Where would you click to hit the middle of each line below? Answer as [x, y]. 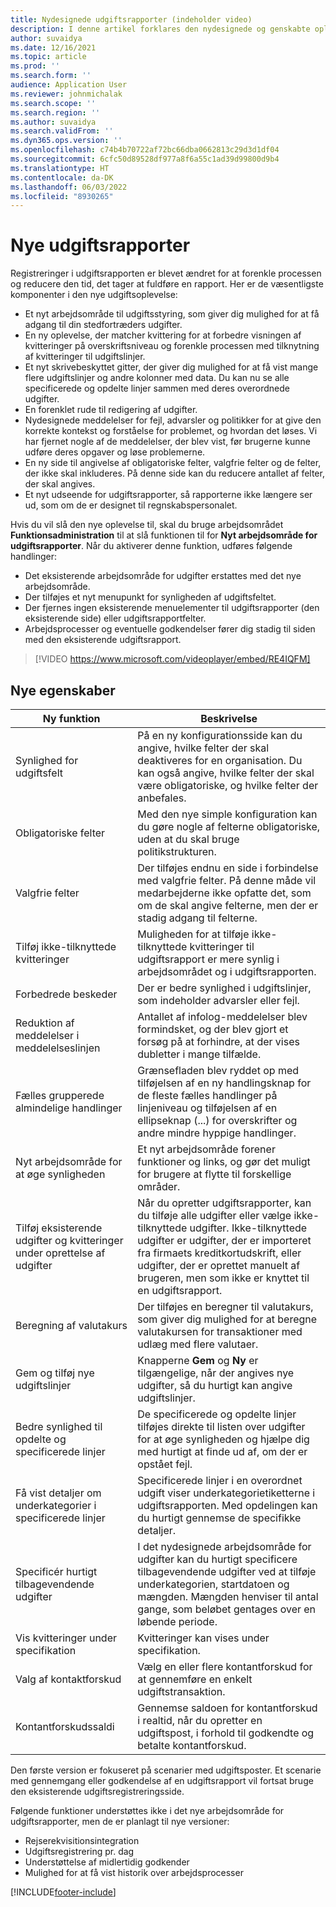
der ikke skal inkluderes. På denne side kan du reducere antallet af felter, [174, 473]
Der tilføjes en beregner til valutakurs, [225, 1306]
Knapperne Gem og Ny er [198, 1360]
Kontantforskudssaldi [65, 1726]
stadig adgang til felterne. [197, 918]
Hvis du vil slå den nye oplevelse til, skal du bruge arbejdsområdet [147, 525]
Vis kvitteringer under [66, 1638]
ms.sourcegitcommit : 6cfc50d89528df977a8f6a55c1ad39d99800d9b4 [145, 159]
